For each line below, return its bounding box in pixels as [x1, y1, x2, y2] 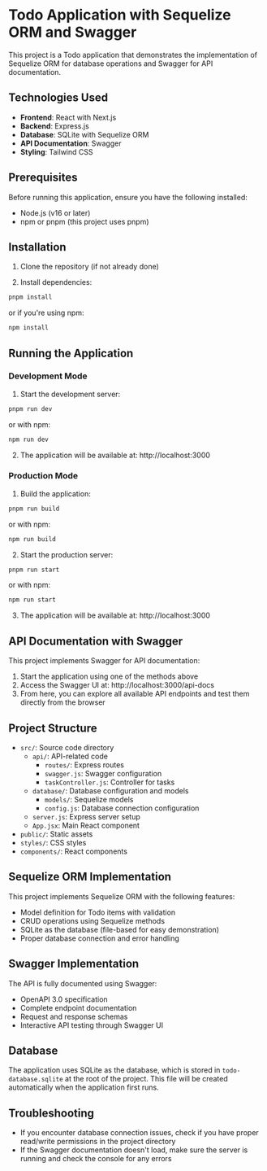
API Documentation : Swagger [19, 138, 122, 148]
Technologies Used [8, 91, 108, 105]
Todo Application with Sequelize [8, 6, 231, 24]
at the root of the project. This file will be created [64, 1074, 229, 1084]
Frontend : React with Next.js [19, 112, 117, 122]
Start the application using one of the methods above [19, 671, 199, 681]
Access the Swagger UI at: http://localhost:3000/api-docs [19, 680, 215, 690]
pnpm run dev [8, 404, 53, 413]
